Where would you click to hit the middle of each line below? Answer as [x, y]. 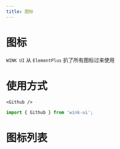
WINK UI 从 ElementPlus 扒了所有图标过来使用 [60, 60]
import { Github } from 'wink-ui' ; [50, 112]
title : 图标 [20, 11]
